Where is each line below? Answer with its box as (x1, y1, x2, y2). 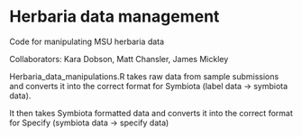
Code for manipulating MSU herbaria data (9, 36, 165, 47)
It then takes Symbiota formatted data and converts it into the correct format (9, 107, 293, 118)
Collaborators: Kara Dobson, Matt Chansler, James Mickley (9, 53, 229, 64)
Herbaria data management (9, 6, 220, 27)
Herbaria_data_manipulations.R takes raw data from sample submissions (9, 70, 279, 82)
